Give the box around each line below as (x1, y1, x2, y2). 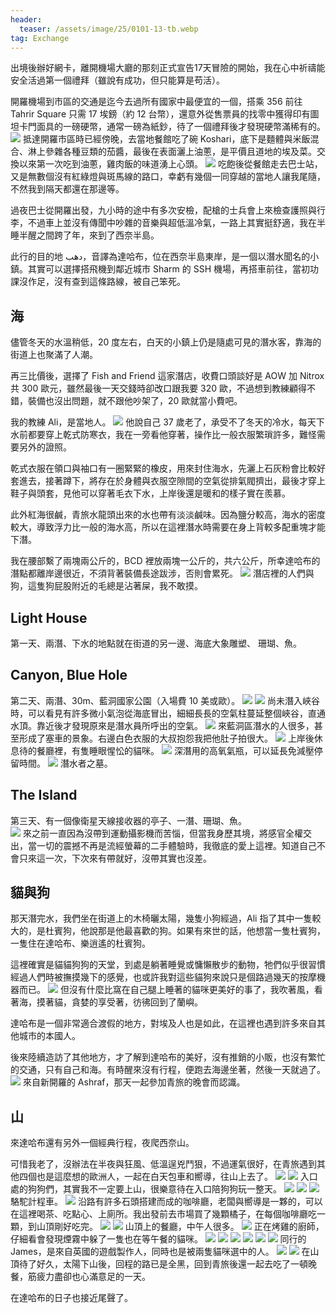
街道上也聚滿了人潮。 (10, 349, 98, 361)
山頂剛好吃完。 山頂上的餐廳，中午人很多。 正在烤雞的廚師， (36, 1221, 325, 1233)
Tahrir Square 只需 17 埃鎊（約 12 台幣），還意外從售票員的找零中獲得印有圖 (10, 108, 320, 120)
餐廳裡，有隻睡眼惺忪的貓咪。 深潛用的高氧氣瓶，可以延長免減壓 (36, 744, 315, 756)
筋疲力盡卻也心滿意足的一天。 (27, 1271, 151, 1283)
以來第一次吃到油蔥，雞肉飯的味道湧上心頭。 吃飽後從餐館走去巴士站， (18, 158, 323, 170)
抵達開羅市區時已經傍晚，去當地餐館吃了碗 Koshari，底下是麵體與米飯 (22, 133, 311, 145)
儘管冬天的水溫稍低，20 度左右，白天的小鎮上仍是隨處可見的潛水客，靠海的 (10, 336, 322, 348)
